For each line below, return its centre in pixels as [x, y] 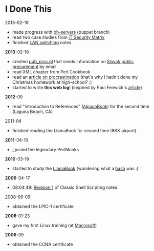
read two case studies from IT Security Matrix [58, 37]
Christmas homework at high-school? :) [52, 82]
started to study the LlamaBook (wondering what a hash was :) [75, 168]
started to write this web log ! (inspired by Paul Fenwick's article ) [77, 87]
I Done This [29, 9]
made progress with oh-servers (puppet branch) [61, 32]
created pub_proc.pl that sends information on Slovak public [73, 61]
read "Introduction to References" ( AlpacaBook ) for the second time [81, 106]
